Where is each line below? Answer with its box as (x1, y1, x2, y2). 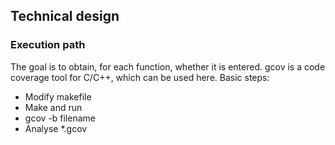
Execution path (10, 38, 86, 52)
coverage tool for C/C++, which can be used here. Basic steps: (10, 71, 270, 83)
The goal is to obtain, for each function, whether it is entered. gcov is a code (10, 60, 326, 73)
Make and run (24, 101, 83, 113)
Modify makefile (24, 90, 92, 103)
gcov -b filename (24, 112, 96, 124)
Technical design (10, 8, 120, 25)
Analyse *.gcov (24, 122, 88, 134)
